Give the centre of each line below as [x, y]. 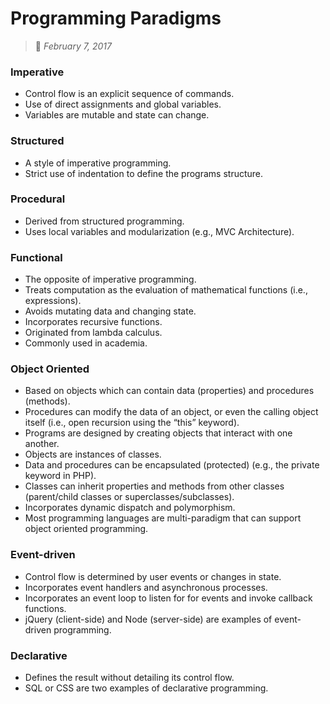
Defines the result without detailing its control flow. [129, 678]
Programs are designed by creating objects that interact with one [158, 433]
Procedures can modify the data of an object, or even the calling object [171, 412]
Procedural [38, 199]
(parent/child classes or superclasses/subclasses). [129, 497]
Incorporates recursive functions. [93, 322]
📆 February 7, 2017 [73, 46]
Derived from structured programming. [104, 221]
